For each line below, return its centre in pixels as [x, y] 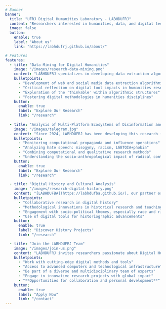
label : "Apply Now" [38, 294]
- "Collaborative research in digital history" [68, 203]
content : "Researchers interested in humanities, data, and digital [82, 24]
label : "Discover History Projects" [56, 230]
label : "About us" [33, 42]
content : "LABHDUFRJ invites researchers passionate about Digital [85, 253]
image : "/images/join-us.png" [45, 248]
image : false [23, 28]
